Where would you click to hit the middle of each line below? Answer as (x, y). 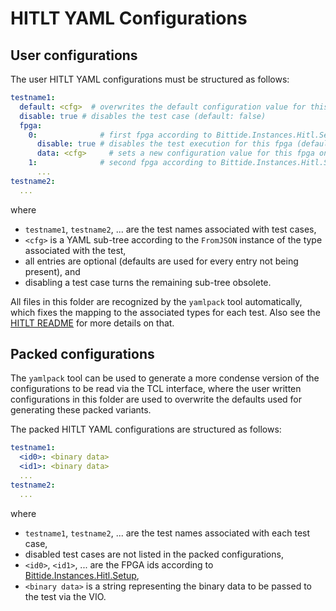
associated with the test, (75, 250)
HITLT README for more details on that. (92, 323)
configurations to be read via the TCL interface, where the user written (156, 389)
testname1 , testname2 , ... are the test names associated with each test (167, 533)
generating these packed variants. (81, 410)
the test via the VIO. (65, 596)
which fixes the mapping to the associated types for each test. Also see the (165, 312)
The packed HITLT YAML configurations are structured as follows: (146, 429)
